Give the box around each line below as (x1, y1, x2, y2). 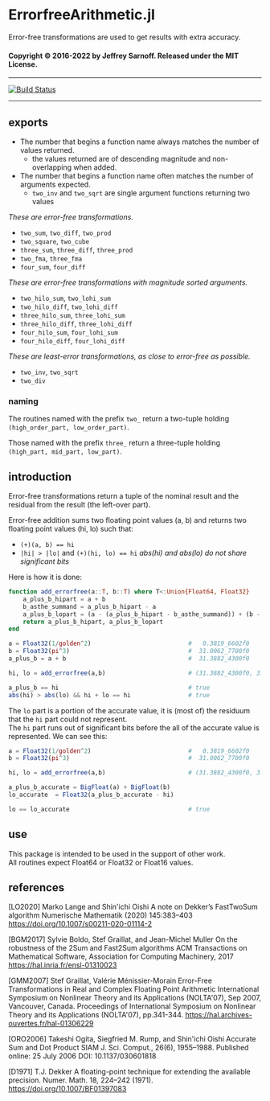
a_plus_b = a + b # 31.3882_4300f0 (8, 655, 250, 663)
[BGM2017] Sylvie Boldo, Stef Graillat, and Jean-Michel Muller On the (8, 935, 239, 944)
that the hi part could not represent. (8, 714, 128, 724)
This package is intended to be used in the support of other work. (8, 848, 226, 858)
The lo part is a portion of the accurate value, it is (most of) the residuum (8, 705, 251, 715)
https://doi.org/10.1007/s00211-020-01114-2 (8, 919, 153, 929)
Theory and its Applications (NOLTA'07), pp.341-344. (8, 1010, 184, 1020)
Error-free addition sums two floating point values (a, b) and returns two (8, 516, 247, 525)
